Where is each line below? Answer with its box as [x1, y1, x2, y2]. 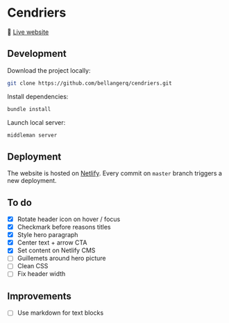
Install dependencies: [7, 92, 69, 101]
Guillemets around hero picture [17, 254, 106, 263]
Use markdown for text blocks [17, 308, 104, 317]
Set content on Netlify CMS [17, 246, 96, 254]
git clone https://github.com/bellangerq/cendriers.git [7, 80, 172, 87]
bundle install [7, 105, 51, 112]
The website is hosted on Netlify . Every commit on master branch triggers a [7, 169, 222, 177]
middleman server [7, 132, 58, 139]
